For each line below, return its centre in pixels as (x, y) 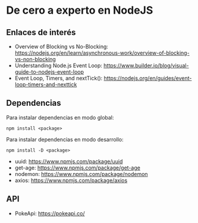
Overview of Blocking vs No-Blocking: (62, 46)
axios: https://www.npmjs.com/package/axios (71, 180)
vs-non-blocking (35, 59)
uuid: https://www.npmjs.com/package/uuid (69, 161)
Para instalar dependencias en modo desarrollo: (65, 139)
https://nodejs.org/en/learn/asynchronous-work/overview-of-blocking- (102, 53)
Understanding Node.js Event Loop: (59, 65)
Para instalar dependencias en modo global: (60, 117)
